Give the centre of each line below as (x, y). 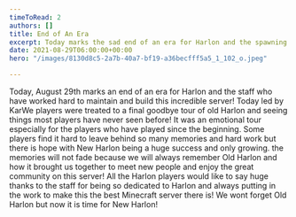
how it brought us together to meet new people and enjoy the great (132, 167)
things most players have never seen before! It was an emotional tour (135, 120)
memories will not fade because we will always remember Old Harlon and (143, 157)
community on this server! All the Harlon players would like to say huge (139, 176)
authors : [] (31, 26)
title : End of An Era (49, 34)
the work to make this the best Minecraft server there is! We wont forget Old (148, 195)
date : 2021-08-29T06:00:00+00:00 (71, 50)
